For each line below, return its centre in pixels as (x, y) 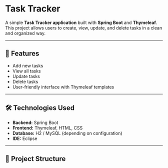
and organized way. (25, 33)
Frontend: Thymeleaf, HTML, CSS (47, 127)
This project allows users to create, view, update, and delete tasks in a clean (84, 27)
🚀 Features (22, 54)
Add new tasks (28, 65)
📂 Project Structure (35, 159)
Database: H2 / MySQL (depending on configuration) (67, 133)
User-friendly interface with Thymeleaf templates (63, 87)
